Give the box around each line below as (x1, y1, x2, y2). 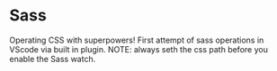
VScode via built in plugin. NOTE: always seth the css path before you (9, 43, 268, 54)
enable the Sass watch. (9, 53, 96, 64)
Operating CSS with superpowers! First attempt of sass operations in (9, 35, 264, 45)
